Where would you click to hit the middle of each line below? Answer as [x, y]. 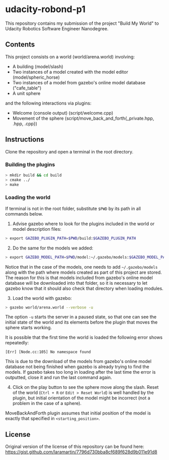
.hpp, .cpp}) [25, 123]
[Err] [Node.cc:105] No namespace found [48, 352]
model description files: [37, 229]
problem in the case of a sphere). [47, 403]
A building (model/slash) [38, 66]
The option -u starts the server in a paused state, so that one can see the [81, 317]
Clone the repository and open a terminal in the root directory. [69, 151]
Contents [20, 45]
